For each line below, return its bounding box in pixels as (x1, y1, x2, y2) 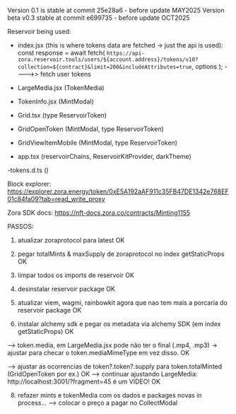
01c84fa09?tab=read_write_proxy (7, 195, 106, 203)
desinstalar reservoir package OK (17, 285, 115, 293)
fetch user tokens (40, 70, 92, 78)
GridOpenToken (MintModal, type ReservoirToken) (17, 125, 164, 133)
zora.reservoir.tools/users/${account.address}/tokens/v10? (17, 56, 199, 63)
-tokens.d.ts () (7, 166, 49, 174)
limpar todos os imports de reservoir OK (17, 271, 134, 279)
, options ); (191, 62, 223, 70)
